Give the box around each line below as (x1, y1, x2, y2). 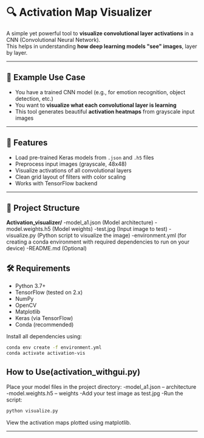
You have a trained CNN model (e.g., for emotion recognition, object (15, 88, 186, 95)
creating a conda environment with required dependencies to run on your (6, 238, 190, 245)
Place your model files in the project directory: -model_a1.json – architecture (6, 383, 197, 390)
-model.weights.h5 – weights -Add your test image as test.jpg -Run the (6, 389, 183, 397)
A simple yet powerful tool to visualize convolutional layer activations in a (6, 29, 194, 37)
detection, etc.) (15, 95, 53, 102)
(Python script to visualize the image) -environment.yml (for (37, 232, 187, 239)
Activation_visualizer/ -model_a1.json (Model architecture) (6, 219, 154, 226)
